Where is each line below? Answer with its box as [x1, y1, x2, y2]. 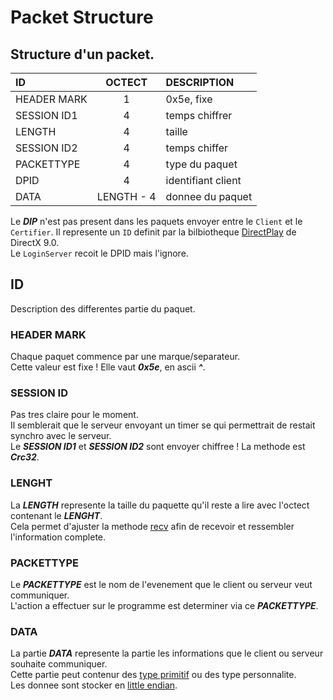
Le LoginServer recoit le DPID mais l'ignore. [10, 247, 189, 259]
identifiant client [165, 174, 242, 187]
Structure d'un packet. [10, 46, 155, 63]
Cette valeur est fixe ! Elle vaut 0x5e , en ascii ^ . [10, 361, 206, 373]
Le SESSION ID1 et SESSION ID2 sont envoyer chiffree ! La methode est [10, 441, 306, 453]
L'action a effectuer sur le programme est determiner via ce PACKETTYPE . [10, 600, 319, 611]
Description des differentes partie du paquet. [10, 302, 196, 315]
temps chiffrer [165, 109, 233, 122]
